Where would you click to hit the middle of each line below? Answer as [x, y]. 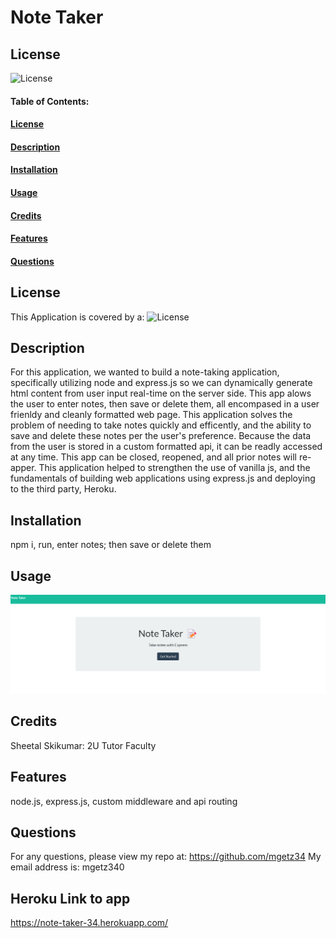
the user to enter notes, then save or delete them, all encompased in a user [165, 404]
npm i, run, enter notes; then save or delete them [111, 545]
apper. [23, 468]
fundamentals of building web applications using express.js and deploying [163, 478]
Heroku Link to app [70, 898]
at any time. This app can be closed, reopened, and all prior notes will [153, 457]
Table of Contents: [50, 101]
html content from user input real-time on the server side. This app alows [161, 393]
